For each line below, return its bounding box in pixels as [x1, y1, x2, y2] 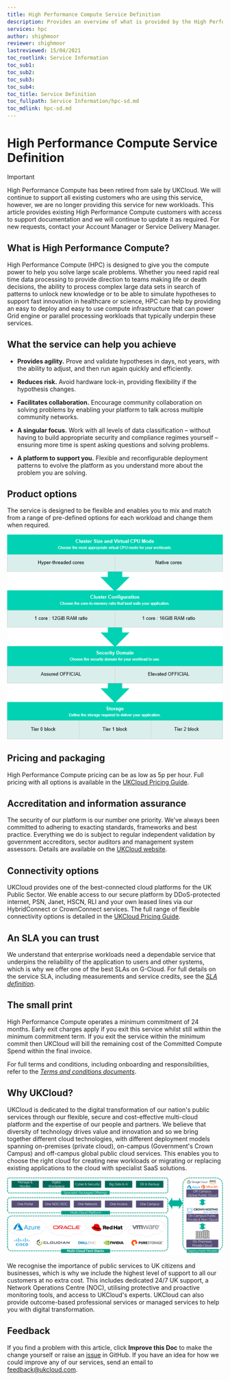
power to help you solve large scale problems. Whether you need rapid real [7, 267, 220, 276]
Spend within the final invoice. [7, 1047, 92, 1055]
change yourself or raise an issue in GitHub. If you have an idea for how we [7, 1351, 219, 1359]
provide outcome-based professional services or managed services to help [7, 1298, 220, 1306]
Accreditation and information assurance [7, 798, 187, 809]
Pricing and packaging [7, 752, 105, 764]
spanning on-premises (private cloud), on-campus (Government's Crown [7, 1142, 214, 1150]
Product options [7, 488, 77, 500]
